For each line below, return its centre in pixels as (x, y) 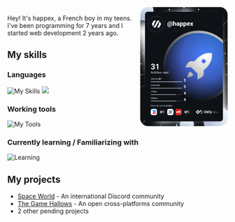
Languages (27, 75)
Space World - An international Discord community (91, 196)
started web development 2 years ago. (63, 33)
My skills (27, 55)
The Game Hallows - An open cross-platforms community (100, 204)
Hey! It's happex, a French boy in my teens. (70, 18)
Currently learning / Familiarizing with (73, 142)
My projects (34, 179)
